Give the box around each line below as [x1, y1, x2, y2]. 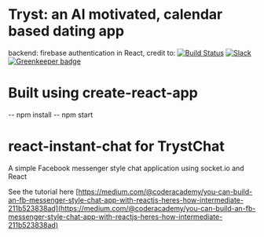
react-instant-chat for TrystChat [8, 137, 225, 155]
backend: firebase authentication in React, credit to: [8, 48, 176, 57]
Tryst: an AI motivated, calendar [8, 5, 223, 24]
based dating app [8, 22, 124, 40]
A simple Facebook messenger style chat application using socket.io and [8, 163, 245, 173]
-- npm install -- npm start [8, 110, 93, 119]
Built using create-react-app [8, 84, 198, 102]
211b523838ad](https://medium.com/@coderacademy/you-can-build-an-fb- [8, 203, 256, 213]
